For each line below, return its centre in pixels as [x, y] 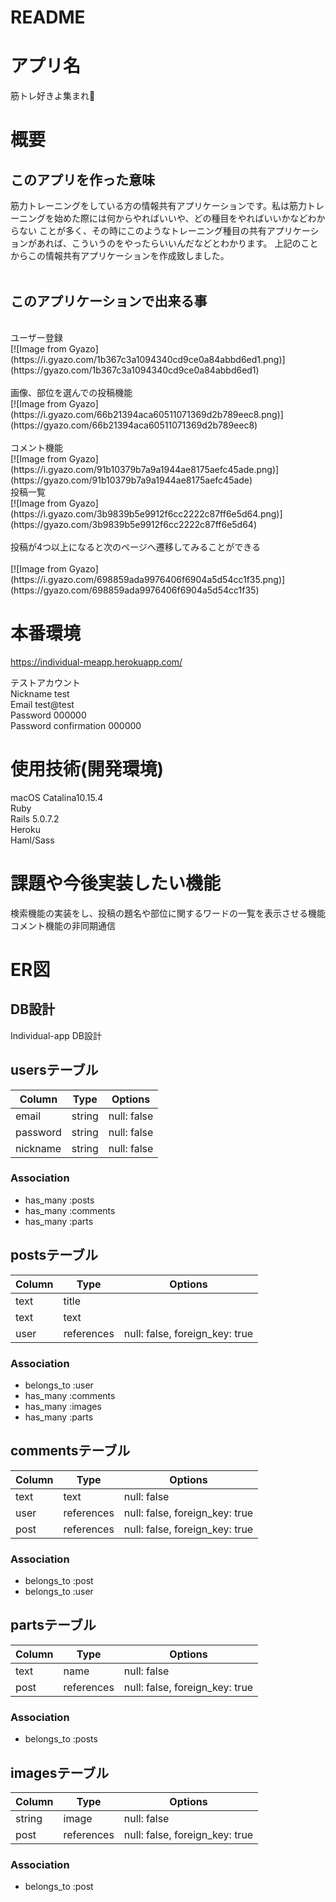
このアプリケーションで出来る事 [109, 301]
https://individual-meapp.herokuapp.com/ [96, 662]
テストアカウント [45, 682]
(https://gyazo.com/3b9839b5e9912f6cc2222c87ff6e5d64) [134, 524]
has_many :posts [59, 1200]
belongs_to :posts [61, 1739]
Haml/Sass [32, 840]
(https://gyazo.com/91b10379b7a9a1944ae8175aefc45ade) [131, 480]
